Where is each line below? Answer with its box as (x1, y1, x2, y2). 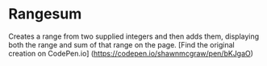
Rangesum (8, 5, 82, 23)
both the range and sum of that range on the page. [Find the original (8, 39, 236, 49)
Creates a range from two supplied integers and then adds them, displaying (8, 31, 260, 41)
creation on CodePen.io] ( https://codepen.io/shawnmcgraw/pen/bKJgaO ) (8, 48, 254, 58)
